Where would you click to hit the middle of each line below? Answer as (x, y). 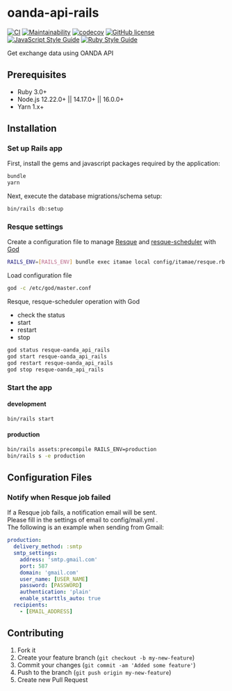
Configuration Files (50, 477)
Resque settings (35, 227)
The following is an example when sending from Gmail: (86, 527)
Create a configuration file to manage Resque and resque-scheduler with (112, 242)
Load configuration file (40, 275)
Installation (32, 129)
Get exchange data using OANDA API (60, 53)
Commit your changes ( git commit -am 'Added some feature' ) (106, 665)
